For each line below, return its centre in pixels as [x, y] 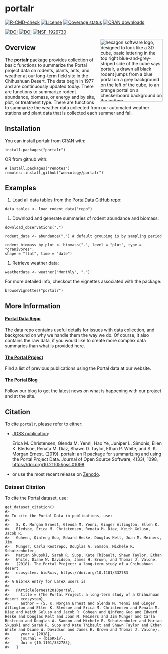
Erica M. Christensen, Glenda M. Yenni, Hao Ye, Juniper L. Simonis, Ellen [87, 443]
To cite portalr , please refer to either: [44, 424]
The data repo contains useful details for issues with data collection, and [80, 330]
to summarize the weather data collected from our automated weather [77, 107]
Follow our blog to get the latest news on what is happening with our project [83, 391]
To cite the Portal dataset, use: [37, 498]
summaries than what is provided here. [45, 346]
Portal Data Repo [23, 319]
